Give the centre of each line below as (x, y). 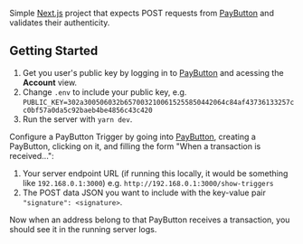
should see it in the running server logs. (83, 229)
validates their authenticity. (60, 23)
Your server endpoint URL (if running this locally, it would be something (155, 173)
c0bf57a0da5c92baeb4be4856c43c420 (87, 110)
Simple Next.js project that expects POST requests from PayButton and (142, 13)
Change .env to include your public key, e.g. (104, 92)
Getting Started (54, 51)
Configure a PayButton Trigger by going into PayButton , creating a (133, 136)
